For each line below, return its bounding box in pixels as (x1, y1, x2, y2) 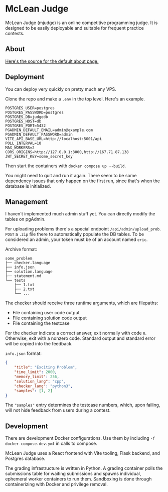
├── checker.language (5, 261, 51, 266)
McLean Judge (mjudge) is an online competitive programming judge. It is (5, 20, 158, 26)
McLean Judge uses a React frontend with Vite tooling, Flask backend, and (5, 450, 160, 456)
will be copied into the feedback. (5, 341, 73, 347)
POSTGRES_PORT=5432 (5, 123, 46, 128)
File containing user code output (12, 310, 80, 316)
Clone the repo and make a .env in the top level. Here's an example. (5, 96, 145, 102)
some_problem (5, 256, 33, 261)
